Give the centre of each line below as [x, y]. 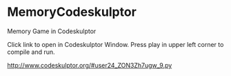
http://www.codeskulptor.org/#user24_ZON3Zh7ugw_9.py [90, 65]
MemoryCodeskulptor [72, 12]
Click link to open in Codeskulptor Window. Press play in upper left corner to [115, 44]
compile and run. [31, 52]
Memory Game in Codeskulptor [52, 31]
